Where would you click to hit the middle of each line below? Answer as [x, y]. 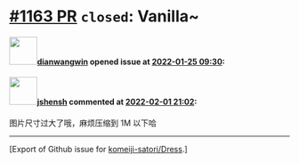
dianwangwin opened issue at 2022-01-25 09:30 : [131, 61]
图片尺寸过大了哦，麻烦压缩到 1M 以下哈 [83, 123]
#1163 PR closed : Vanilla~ [105, 16]
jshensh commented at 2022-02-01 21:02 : [117, 102]
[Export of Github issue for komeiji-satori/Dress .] [99, 149]
